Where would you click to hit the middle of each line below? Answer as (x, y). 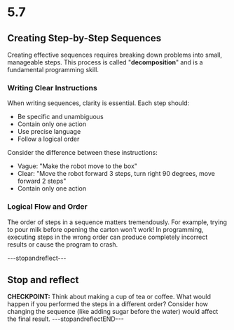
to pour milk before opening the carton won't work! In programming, (105, 229)
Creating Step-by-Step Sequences (84, 38)
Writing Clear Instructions (53, 88)
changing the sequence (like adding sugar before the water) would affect (113, 312)
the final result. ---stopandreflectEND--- (66, 319)
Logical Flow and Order (47, 207)
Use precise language (49, 132)
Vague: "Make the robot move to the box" (77, 166)
